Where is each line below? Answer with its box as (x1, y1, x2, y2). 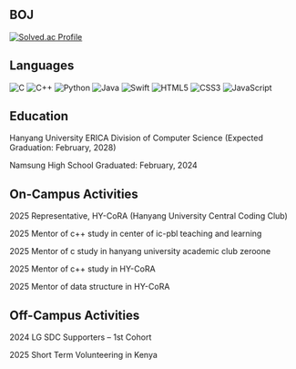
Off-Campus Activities (9, 307, 140, 323)
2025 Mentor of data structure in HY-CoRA (9, 282, 170, 292)
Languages (9, 58, 75, 74)
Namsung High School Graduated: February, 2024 (9, 159, 198, 171)
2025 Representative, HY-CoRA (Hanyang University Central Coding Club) (9, 210, 289, 221)
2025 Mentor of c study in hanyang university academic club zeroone (9, 246, 271, 257)
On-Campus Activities (9, 186, 138, 201)
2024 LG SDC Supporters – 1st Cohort (9, 332, 152, 343)
